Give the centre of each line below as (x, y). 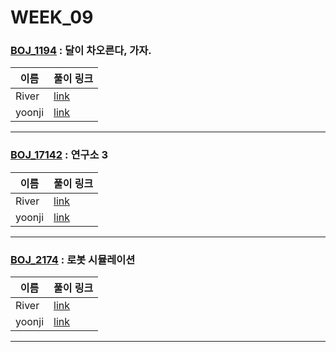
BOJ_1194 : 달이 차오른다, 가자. (81, 51)
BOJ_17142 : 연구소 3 (59, 155)
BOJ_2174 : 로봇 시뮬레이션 (73, 259)
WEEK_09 (52, 17)
